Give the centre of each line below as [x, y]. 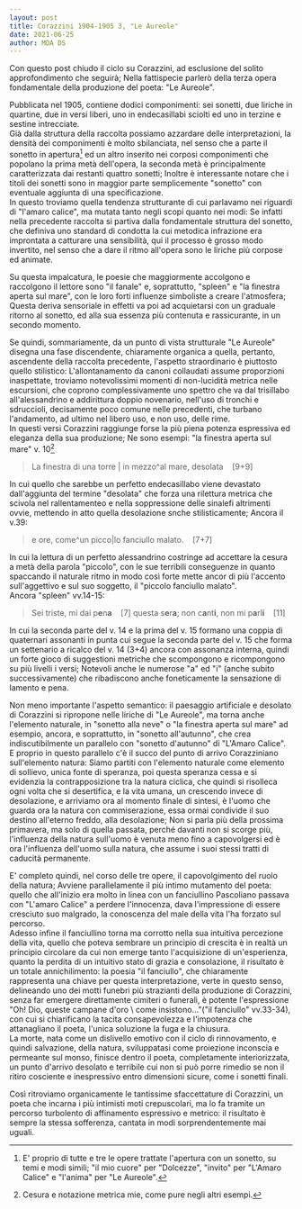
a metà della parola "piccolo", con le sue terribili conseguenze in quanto [142, 566]
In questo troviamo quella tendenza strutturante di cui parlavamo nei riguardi [151, 202]
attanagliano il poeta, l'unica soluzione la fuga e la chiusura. [120, 1028]
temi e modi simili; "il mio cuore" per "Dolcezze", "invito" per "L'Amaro [151, 1168]
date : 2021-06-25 [42, 34]
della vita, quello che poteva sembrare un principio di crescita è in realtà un [148, 943]
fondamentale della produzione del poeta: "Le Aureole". [112, 87]
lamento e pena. [39, 687]
